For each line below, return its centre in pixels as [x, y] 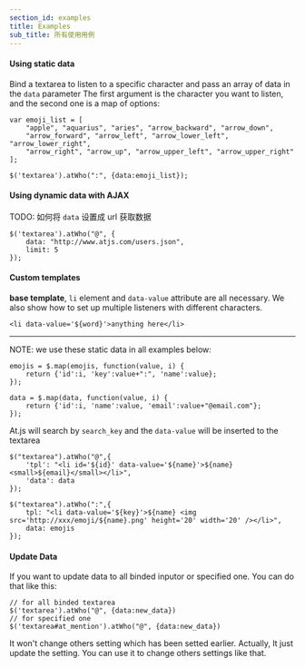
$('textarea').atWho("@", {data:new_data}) [93, 611]
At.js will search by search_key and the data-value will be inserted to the [144, 430]
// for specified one [50, 619]
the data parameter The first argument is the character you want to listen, [147, 93]
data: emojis [50, 528]
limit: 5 [42, 250]
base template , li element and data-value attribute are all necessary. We [147, 298]
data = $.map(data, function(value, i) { [89, 397]
